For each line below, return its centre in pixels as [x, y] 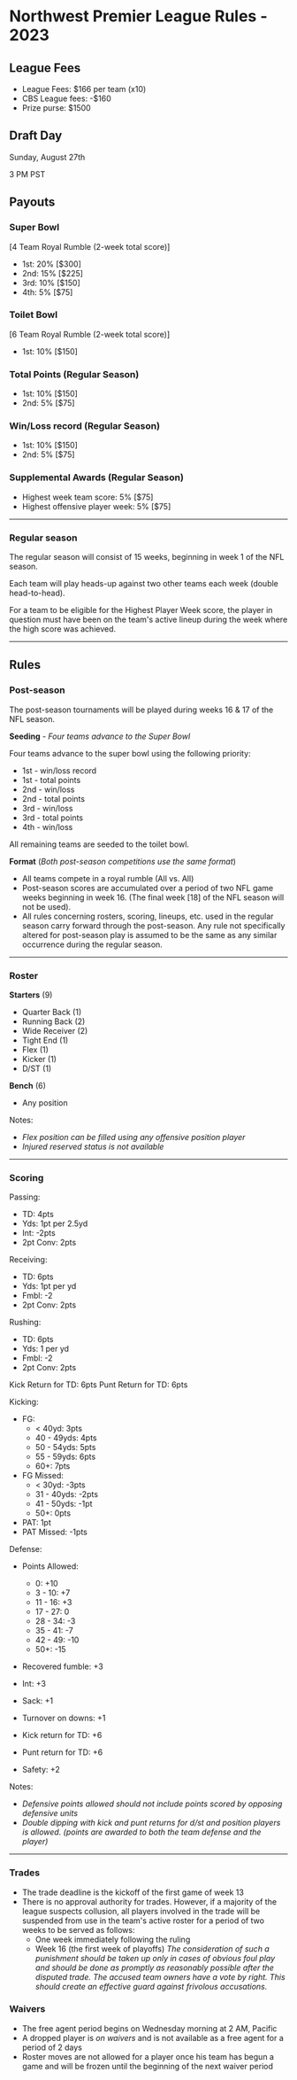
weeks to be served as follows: [78, 1929]
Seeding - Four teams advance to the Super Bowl [100, 736]
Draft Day [36, 136]
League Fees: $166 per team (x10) [84, 89]
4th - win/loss [47, 827]
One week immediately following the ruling [113, 1939]
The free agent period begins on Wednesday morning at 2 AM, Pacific [149, 2028]
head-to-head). [37, 593]
